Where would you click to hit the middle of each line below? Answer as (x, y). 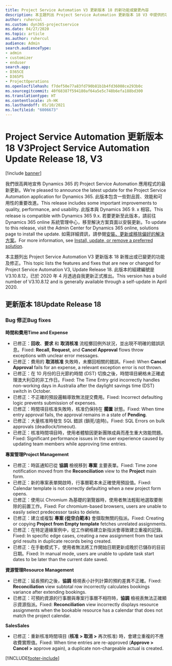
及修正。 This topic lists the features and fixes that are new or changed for (83, 263)
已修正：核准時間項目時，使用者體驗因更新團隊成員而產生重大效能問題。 (89, 433)
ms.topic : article (25, 34)
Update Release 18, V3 (54, 159)
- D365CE (15, 72)
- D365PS (15, 77)
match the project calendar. (42, 615)
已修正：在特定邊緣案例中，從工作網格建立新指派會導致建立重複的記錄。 (89, 530)
